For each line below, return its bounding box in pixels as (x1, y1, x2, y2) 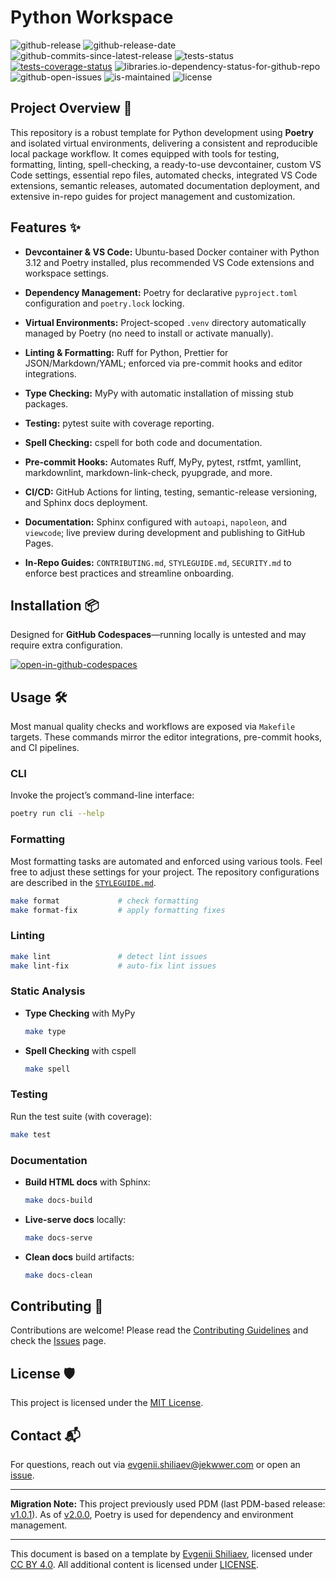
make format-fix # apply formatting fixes (10, 905, 226, 915)
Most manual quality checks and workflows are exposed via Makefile (10, 721, 296, 733)
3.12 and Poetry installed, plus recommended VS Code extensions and (24, 256, 315, 268)
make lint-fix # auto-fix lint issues (10, 961, 217, 971)
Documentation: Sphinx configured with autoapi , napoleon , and (24, 516, 288, 528)
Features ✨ (10, 219, 81, 236)
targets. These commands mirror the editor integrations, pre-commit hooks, (10, 731, 323, 743)
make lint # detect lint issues (10, 951, 208, 961)
